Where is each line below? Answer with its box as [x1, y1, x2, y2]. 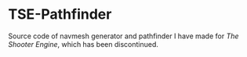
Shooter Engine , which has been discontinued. [8, 39, 158, 48]
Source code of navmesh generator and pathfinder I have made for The [8, 31, 239, 41]
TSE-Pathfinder [8, 5, 112, 23]
